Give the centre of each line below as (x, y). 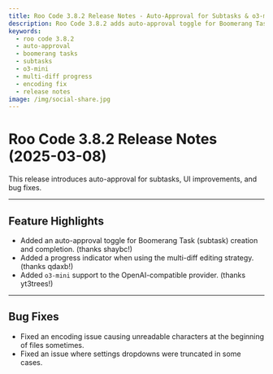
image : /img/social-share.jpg (60, 99)
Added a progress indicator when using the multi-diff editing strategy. (137, 258)
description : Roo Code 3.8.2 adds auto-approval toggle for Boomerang (130, 24)
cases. (31, 362)
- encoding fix (41, 84)
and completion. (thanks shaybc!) (76, 249)
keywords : (25, 31)
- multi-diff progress (54, 76)
